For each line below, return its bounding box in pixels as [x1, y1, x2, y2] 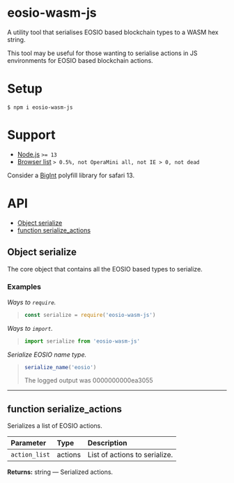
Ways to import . [7, 324, 54, 332]
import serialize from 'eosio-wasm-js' [24, 337, 141, 345]
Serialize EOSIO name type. [7, 350, 87, 359]
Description [87, 438, 127, 448]
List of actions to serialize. [87, 450, 173, 460]
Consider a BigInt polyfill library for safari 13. [7, 171, 134, 179]
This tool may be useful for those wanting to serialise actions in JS [7, 49, 198, 57]
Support [7, 127, 56, 143]
